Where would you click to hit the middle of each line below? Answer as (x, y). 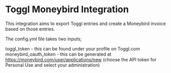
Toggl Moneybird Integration (67, 9)
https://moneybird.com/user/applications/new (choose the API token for (81, 59)
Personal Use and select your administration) (53, 65)
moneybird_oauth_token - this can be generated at (58, 54)
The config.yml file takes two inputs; (44, 39)
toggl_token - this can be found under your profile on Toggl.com (73, 48)
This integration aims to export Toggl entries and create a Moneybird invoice (86, 23)
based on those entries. (30, 29)
